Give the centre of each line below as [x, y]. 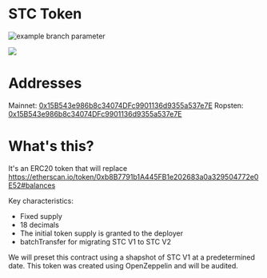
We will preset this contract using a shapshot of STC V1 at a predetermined [132, 257]
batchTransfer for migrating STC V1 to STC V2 [96, 241]
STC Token [45, 14]
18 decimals [40, 224]
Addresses [45, 83]
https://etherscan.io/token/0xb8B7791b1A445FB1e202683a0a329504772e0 [133, 177]
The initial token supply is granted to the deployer [102, 233]
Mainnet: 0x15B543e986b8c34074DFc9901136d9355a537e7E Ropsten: [126, 105]
